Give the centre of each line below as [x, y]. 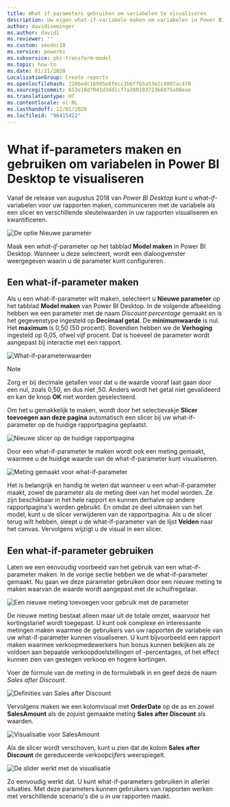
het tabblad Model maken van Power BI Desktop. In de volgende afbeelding [114, 306]
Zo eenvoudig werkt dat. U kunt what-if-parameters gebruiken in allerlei [108, 782]
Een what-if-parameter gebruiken [80, 551]
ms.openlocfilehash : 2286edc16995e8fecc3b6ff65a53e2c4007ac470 [99, 84]
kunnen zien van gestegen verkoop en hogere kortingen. [87, 659]
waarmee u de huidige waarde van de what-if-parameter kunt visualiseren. [113, 459]
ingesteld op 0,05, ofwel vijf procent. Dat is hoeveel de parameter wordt [108, 335]
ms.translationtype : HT [41, 97]
